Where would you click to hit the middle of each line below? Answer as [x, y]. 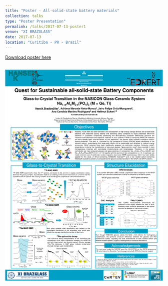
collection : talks [24, 16]
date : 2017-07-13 [23, 37]
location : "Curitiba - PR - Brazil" [43, 43]
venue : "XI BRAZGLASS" [29, 32]
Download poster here [28, 57]
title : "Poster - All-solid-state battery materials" [62, 11]
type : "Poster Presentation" [35, 21]
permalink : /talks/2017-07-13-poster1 [45, 27]
